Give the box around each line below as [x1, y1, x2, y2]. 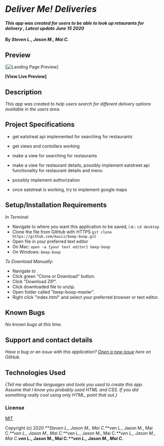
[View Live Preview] [5, 74, 47, 79]
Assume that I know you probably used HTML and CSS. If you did [5, 387, 139, 393]
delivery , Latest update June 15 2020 [5, 25, 85, 31]
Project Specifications [5, 120, 75, 129]
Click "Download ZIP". [12, 278, 58, 284]
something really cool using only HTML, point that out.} [5, 392, 117, 398]
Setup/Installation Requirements [5, 201, 107, 209]
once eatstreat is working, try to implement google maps [12, 186, 127, 192]
